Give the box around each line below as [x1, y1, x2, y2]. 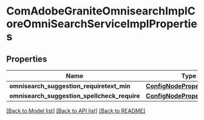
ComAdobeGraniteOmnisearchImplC [6, 4, 195, 18]
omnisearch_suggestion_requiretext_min [9, 82, 131, 90]
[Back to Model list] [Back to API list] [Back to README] [6, 107, 146, 114]
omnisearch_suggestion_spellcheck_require [9, 92, 140, 100]
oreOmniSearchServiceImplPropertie [6, 17, 197, 31]
